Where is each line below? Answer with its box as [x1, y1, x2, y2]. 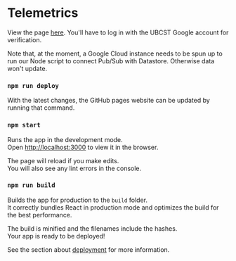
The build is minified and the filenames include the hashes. [7, 224, 178, 233]
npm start [7, 121, 41, 129]
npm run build [7, 182, 55, 189]
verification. [7, 35, 42, 44]
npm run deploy [7, 82, 60, 89]
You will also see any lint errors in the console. [7, 164, 142, 172]
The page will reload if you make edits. [7, 156, 119, 165]
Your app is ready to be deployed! [7, 231, 105, 240]
